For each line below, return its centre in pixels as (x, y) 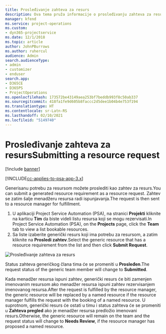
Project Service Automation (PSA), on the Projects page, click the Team (85, 224)
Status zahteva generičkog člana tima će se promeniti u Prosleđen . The (77, 264)
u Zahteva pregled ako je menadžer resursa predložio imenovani (71, 310)
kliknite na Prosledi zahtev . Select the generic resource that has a (79, 239)
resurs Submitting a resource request (82, 155)
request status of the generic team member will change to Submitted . (76, 269)
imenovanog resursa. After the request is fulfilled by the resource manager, (81, 289)
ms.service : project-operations (38, 24)
